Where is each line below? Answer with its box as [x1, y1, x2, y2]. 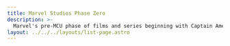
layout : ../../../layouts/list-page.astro [7, 28, 130, 36]
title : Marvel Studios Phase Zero [7, 9, 106, 17]
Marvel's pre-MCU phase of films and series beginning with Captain [13, 22, 213, 29]
